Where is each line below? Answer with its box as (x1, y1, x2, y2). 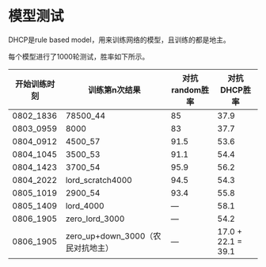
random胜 (171, 84, 210, 95)
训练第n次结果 (88, 84, 141, 95)
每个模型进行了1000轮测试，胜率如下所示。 (8, 51, 150, 61)
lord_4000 (65, 200, 104, 211)
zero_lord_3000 (65, 213, 125, 224)
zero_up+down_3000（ (65, 231, 154, 242)
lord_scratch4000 (65, 174, 132, 185)
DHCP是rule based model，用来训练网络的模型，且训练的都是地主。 (8, 35, 231, 44)
